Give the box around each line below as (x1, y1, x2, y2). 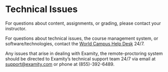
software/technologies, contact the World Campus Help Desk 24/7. (5, 40, 145, 46)
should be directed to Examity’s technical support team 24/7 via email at (5, 55, 156, 61)
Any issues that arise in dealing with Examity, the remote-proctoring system (5, 50, 163, 56)
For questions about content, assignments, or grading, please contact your (5, 20, 161, 26)
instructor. (5, 25, 27, 31)
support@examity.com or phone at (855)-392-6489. (5, 61, 115, 67)
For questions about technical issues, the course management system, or (5, 35, 158, 41)
